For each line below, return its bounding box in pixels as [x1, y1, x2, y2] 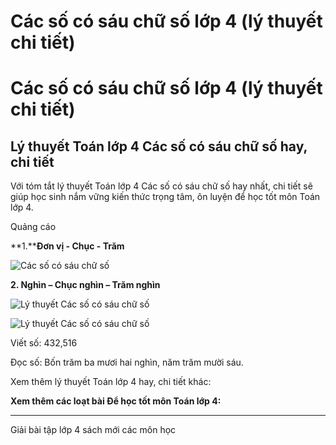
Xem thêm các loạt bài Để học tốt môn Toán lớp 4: [10, 395, 222, 407]
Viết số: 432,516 [10, 337, 78, 349]
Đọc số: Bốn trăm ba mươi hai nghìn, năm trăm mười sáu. [10, 356, 244, 369]
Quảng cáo [10, 221, 57, 233]
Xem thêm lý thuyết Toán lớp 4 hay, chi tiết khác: [10, 376, 212, 388]
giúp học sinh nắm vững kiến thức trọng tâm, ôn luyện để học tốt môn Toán [10, 191, 321, 203]
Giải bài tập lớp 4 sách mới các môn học [10, 424, 177, 436]
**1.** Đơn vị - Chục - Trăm [10, 240, 125, 252]
